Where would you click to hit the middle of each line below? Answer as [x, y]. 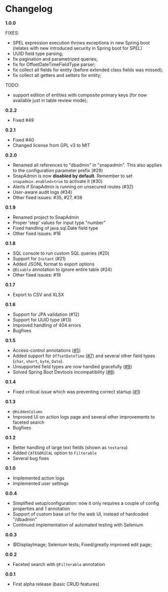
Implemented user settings [41, 483]
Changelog [29, 9]
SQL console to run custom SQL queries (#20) [61, 253]
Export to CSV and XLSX [38, 294]
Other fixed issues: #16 [37, 233]
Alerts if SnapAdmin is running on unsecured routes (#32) [73, 186]
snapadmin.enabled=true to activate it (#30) [58, 181]
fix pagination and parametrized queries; [55, 59]
